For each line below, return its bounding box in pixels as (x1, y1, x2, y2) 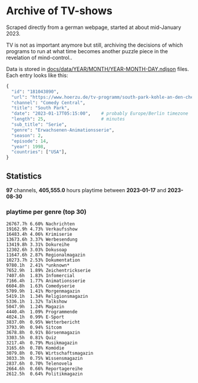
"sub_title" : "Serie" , (11, 122, 67, 128)
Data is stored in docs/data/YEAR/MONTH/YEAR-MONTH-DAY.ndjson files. (6, 65, 189, 72)
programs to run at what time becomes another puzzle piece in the (6, 47, 168, 54)
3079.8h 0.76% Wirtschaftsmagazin (6, 350, 94, 356)
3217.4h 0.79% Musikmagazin (6, 340, 78, 346)
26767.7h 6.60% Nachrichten (6, 221, 75, 227)
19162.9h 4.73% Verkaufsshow (6, 226, 78, 232)
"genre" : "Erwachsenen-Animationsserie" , (11, 127, 115, 133)
